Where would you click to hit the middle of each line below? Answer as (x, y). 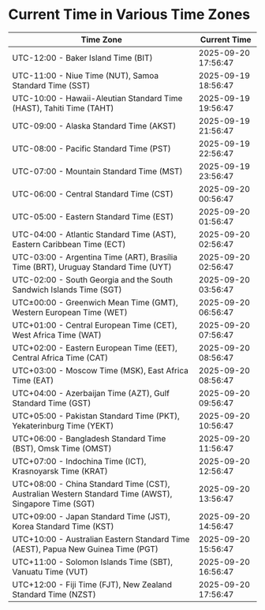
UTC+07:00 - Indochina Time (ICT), (79, 461)
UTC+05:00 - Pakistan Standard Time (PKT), (96, 416)
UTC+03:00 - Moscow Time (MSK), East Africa (101, 370)
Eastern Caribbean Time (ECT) (69, 244)
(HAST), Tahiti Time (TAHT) (63, 108)
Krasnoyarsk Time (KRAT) (60, 471)
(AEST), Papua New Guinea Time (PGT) (86, 548)
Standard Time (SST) (51, 85)
